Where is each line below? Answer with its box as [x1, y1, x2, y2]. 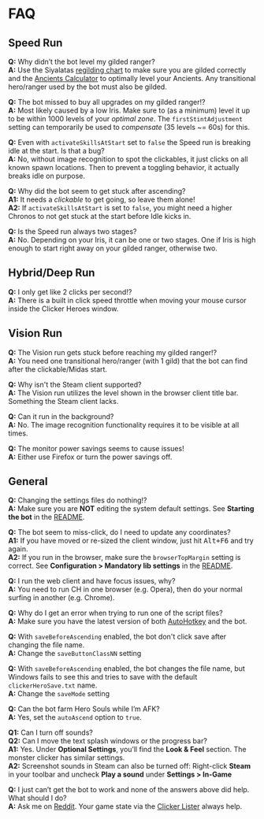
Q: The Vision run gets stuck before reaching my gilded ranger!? [8, 347, 218, 357]
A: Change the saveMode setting [8, 689, 110, 699]
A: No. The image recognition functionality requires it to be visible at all [8, 420, 240, 429]
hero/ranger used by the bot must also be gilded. [8, 82, 167, 91]
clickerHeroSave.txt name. [8, 680, 98, 690]
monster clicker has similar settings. [8, 753, 125, 762]
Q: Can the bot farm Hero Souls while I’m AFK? [8, 704, 160, 713]
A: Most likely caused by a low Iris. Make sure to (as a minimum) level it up [8, 106, 251, 115]
